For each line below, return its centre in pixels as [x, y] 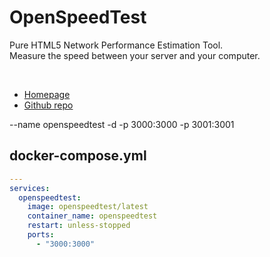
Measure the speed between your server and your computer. [135, 55]
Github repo [48, 105]
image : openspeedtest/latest [88, 207]
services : [30, 188]
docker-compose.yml [78, 156]
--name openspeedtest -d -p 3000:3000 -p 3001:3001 [122, 124]
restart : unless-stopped [79, 226]
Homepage [47, 94]
